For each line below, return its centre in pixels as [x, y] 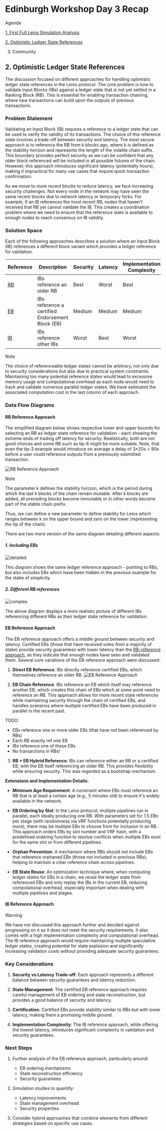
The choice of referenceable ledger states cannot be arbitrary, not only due [82, 366]
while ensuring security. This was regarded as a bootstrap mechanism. [84, 771]
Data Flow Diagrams [30, 405]
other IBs [47, 344]
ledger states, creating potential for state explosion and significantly [74, 946]
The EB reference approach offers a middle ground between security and [80, 639]
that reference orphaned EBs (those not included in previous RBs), [80, 857]
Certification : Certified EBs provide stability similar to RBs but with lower [86, 1010]
